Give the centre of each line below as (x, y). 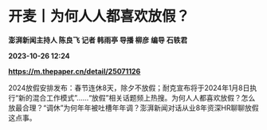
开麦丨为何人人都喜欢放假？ (99, 16)
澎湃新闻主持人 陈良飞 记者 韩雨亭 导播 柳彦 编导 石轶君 (98, 40)
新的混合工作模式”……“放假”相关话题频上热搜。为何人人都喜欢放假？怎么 (137, 97)
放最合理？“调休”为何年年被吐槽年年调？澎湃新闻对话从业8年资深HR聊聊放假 (133, 108)
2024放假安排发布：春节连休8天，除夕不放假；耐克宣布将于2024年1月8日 (129, 88)
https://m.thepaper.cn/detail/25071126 (75, 71)
